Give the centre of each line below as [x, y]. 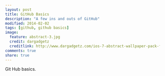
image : [12, 32]
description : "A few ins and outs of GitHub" [52, 19]
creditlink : [22, 46]
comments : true [21, 51]
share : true [17, 55]
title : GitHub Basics [27, 14]
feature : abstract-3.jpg [35, 37]
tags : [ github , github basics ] [37, 28]
